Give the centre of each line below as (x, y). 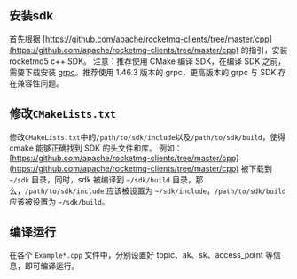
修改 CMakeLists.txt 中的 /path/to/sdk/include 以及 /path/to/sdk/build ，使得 (148, 136)
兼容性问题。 (40, 83)
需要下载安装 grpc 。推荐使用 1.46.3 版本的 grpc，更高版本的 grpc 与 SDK (143, 72)
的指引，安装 (264, 50)
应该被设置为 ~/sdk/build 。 (59, 201)
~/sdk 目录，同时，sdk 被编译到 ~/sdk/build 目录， (102, 179)
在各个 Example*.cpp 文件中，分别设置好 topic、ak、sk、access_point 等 (141, 255)
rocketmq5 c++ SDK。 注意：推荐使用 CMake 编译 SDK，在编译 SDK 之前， (148, 61)
